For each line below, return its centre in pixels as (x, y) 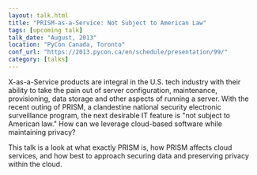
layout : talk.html (38, 15)
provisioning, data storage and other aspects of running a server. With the (128, 99)
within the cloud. (35, 164)
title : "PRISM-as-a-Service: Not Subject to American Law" (108, 23)
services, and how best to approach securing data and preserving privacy (128, 155)
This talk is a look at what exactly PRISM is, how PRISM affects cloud (120, 147)
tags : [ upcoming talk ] (45, 30)
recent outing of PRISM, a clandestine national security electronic (115, 106)
